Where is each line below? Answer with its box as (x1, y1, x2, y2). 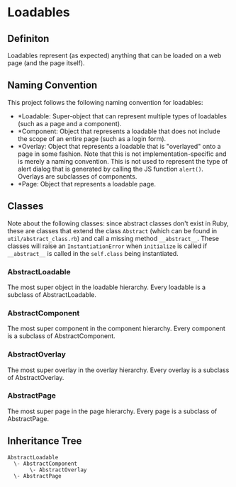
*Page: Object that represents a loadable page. (17, 179, 156, 188)
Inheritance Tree (7, 435, 82, 447)
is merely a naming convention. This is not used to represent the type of (17, 157, 228, 165)
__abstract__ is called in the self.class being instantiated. (7, 249, 179, 257)
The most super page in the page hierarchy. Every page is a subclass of (7, 407, 218, 415)
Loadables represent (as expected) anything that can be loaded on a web (7, 51, 222, 60)
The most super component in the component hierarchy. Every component (7, 324, 225, 333)
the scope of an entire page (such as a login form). (17, 134, 167, 142)
